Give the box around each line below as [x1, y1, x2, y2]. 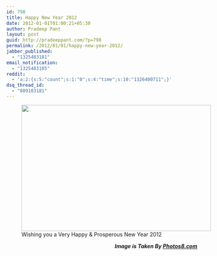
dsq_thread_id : [6, 83, 45, 89]
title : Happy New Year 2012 [6, 15, 78, 21]
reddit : [6, 71, 26, 77]
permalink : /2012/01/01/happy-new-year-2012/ [6, 43, 123, 49]
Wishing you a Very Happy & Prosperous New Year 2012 [21, 231, 162, 238]
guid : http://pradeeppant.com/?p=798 [6, 37, 102, 43]
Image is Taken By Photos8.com [114, 242, 198, 249]
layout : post [6, 32, 39, 38]
